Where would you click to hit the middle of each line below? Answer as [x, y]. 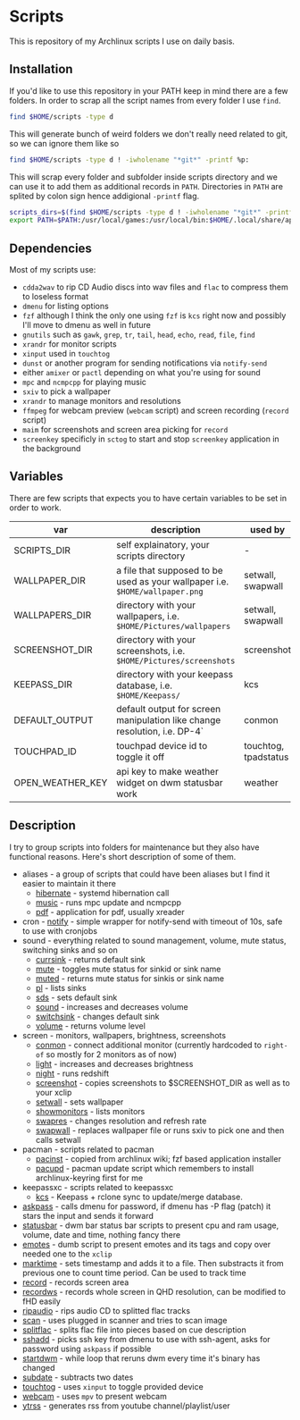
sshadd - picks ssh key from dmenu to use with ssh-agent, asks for [146, 1339]
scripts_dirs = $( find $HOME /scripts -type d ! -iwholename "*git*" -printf [151, 212]
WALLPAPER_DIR [50, 580]
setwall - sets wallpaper [79, 1102]
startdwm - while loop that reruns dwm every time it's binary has [141, 1358]
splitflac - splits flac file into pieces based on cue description [134, 1330]
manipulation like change [168, 719]
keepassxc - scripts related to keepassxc [98, 1187]
